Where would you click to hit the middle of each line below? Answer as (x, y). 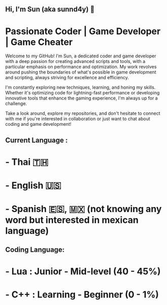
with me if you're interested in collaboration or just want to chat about (78, 119)
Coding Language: (35, 249)
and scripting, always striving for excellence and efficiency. (67, 78)
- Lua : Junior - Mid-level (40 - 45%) (83, 271)
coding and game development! (38, 124)
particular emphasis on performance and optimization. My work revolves (81, 67)
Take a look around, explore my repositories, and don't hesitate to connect (83, 113)
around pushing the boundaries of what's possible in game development (81, 72)
